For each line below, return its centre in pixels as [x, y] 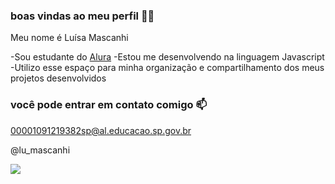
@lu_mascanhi [40, 150]
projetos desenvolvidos [58, 78]
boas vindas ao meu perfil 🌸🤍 [82, 16]
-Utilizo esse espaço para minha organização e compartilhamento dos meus [167, 68]
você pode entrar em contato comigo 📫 [109, 105]
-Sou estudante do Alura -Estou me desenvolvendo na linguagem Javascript [167, 57]
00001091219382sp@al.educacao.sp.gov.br [101, 130]
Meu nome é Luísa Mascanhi [69, 38]
